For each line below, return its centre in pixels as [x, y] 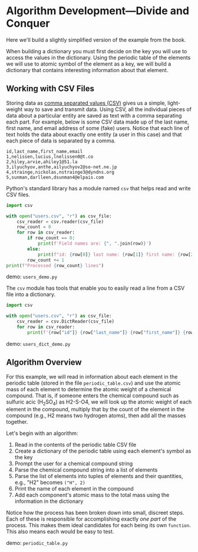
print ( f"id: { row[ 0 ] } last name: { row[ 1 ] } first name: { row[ [114, 254]
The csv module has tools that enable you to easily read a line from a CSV [95, 288]
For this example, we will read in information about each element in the [92, 376]
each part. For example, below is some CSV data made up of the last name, [98, 122]
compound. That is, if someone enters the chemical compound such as [93, 395]
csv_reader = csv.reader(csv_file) [60, 222]
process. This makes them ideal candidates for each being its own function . [99, 525]
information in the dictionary [49, 501]
